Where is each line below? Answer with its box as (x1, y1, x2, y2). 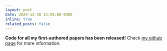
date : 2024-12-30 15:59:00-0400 (5, 12, 72, 17)
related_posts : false (5, 21, 50, 26)
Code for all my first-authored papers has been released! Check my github (5, 35, 162, 41)
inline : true (5, 16, 32, 21)
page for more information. (5, 40, 61, 46)
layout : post (5, 7, 32, 12)
